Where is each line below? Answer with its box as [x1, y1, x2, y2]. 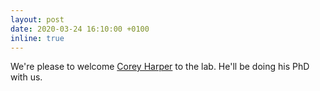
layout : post [10, 14, 65, 25]
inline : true [10, 33, 65, 43]
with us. [10, 71, 43, 83]
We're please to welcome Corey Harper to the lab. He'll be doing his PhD [10, 61, 310, 73]
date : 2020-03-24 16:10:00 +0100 [10, 24, 150, 34]
